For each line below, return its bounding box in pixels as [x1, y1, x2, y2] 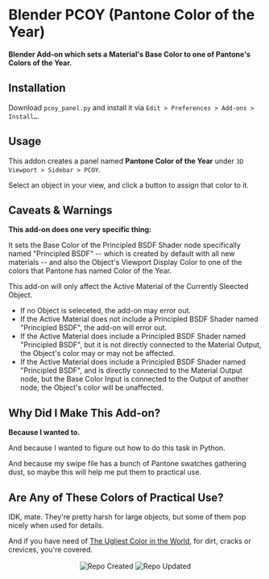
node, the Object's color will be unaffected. [19, 383, 163, 392]
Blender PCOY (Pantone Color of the [8, 6, 255, 24]
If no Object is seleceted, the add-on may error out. [19, 306, 192, 316]
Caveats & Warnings [8, 203, 113, 217]
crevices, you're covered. [8, 545, 93, 554]
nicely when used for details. [8, 521, 105, 530]
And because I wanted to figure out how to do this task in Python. [8, 443, 226, 453]
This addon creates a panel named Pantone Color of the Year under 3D [8, 155, 244, 166]
